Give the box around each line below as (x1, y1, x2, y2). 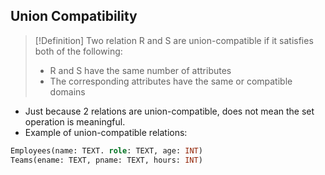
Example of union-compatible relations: (24, 126, 188, 138)
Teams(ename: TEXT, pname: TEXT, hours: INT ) (10, 155, 203, 165)
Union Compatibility (10, 8, 138, 25)
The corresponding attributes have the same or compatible (49, 75, 293, 87)
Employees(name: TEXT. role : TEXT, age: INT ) (10, 145, 203, 156)
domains (49, 85, 86, 98)
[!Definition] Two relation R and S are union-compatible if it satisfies (34, 34, 314, 46)
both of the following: (34, 45, 123, 57)
